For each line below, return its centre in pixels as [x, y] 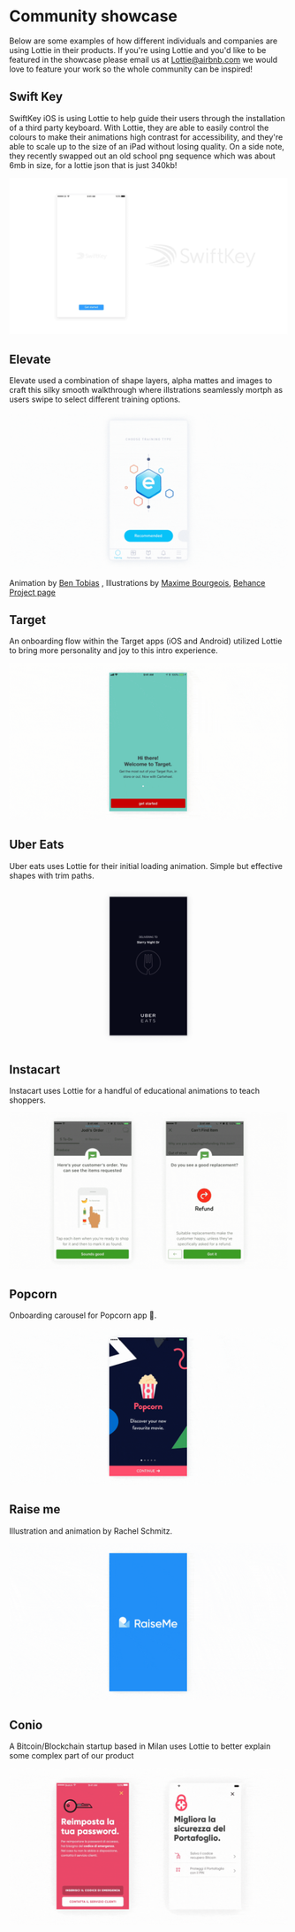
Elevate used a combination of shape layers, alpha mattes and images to [141, 381]
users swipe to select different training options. [95, 399]
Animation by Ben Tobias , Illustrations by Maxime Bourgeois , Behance [137, 582]
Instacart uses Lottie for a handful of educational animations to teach [135, 1091]
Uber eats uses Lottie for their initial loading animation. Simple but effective [146, 866]
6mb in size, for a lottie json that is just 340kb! [93, 165]
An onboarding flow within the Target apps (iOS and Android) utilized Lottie [146, 641]
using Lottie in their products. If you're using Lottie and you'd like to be [138, 50]
